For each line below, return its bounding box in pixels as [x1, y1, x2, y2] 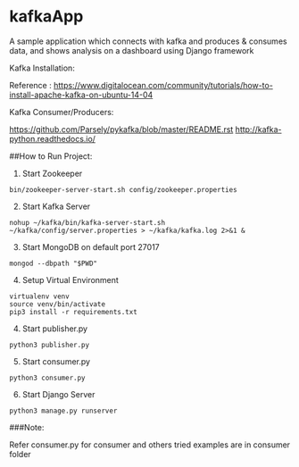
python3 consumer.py [9, 373, 87, 382]
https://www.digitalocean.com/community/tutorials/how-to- [53, 79, 274, 90]
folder [9, 448, 31, 459]
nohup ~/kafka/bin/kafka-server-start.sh [9, 218, 166, 227]
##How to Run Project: [9, 150, 93, 162]
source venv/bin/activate [9, 299, 105, 309]
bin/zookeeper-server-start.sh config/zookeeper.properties [9, 185, 238, 194]
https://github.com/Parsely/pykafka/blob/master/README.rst [9, 123, 234, 135]
